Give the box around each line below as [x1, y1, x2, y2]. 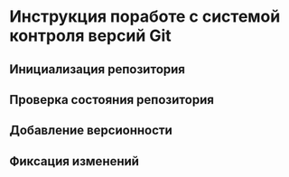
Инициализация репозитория [9, 61, 185, 77]
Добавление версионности [9, 123, 173, 138]
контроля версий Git [9, 25, 172, 46]
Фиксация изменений [9, 154, 140, 169]
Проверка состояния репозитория [9, 92, 215, 107]
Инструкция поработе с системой [9, 6, 281, 27]
